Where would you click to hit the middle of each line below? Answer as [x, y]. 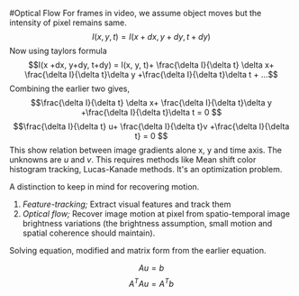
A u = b [151, 268]
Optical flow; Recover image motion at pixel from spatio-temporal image [156, 214]
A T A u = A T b [151, 283]
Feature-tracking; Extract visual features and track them [127, 204]
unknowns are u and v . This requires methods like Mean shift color [133, 160]
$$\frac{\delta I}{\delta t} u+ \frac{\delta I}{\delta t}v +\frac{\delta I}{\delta [151, 126]
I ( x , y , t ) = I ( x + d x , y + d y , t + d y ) [151, 37]
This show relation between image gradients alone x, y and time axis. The [145, 150]
